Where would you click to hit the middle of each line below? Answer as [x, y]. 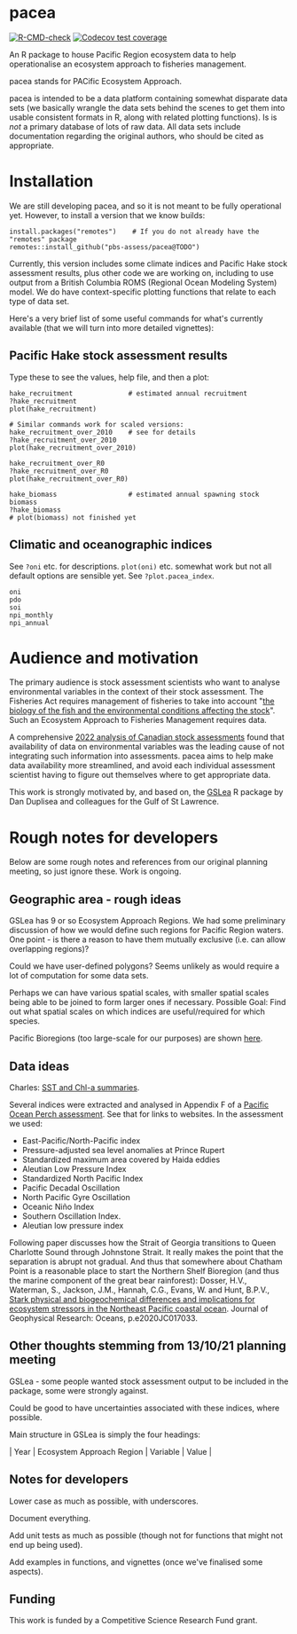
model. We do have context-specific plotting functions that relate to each [143, 292]
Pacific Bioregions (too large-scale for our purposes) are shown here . [136, 1038]
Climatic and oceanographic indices [111, 545]
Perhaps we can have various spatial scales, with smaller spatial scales [139, 993]
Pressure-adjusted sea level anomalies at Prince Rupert [123, 1150]
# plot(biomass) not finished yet [73, 517]
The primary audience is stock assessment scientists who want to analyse [145, 682]
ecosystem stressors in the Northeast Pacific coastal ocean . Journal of [139, 1308]
